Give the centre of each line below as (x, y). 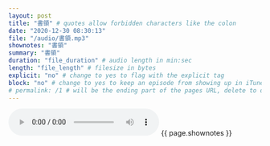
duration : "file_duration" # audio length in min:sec (100, 61)
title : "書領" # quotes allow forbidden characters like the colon (123, 23)
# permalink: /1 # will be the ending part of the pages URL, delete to (133, 90)
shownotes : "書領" (38, 46)
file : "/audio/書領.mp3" (49, 38)
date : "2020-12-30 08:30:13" (57, 30)
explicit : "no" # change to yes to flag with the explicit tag (117, 75)
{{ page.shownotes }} (196, 133)
